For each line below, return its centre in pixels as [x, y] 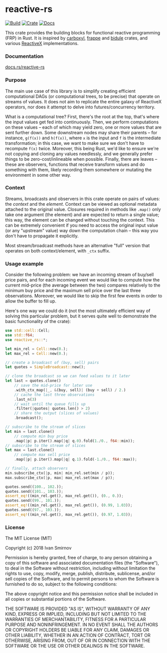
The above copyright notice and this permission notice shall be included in [82, 594]
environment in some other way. [38, 175]
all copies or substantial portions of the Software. [56, 599]
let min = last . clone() [30, 431]
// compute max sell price [42, 455]
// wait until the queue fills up [50, 404]
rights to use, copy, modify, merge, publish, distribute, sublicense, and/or [80, 574]
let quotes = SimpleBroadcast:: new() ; [45, 367]
